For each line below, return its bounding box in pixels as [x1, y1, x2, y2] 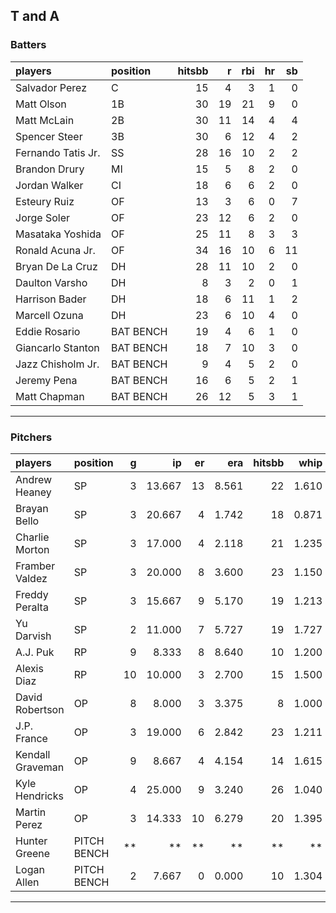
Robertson [15, 702, 65, 716]
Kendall [15, 747, 51, 761]
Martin [15, 805, 47, 819]
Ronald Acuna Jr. [15, 243, 96, 257]
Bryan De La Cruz [15, 259, 98, 273]
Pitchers [10, 430, 53, 444]
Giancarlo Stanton [15, 340, 100, 354]
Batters [10, 38, 47, 52]
